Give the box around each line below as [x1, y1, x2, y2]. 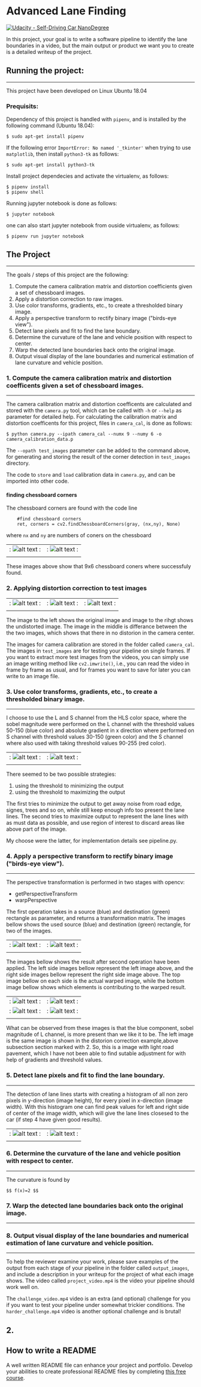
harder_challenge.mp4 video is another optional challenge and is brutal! [6, 1308, 181, 1315]
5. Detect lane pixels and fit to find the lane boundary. [6, 1071, 165, 1080]
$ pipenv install [6, 184, 50, 190]
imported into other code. [6, 477, 69, 485]
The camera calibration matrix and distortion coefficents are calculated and [6, 401, 192, 408]
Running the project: [6, 66, 84, 76]
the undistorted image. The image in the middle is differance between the [6, 623, 187, 630]
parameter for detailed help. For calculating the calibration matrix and [6, 413, 178, 420]
